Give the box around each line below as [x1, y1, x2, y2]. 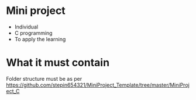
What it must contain [6, 56, 110, 69]
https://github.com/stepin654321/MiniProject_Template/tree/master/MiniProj [6, 81, 190, 88]
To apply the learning [14, 35, 66, 42]
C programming [14, 29, 53, 36]
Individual [14, 23, 39, 30]
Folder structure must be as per [6, 75, 82, 82]
